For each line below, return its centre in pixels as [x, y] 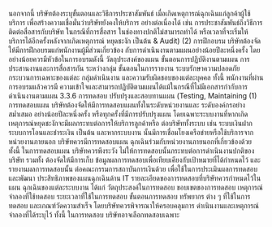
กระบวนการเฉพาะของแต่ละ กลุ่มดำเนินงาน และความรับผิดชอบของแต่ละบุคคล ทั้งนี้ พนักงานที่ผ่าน [136, 77]
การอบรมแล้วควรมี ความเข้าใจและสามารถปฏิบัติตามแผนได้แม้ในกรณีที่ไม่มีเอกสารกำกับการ [128, 87]
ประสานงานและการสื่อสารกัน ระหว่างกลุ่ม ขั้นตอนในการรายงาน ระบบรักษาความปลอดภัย [124, 68]
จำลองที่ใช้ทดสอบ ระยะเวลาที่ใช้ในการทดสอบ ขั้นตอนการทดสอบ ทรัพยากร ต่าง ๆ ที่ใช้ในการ [130, 196]
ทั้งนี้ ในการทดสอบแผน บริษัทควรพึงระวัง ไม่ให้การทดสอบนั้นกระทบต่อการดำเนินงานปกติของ [132, 151]
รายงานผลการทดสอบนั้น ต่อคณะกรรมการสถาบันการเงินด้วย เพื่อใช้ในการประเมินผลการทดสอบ [133, 169]
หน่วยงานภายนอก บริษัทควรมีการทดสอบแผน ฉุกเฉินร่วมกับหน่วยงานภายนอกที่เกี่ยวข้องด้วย [130, 142]
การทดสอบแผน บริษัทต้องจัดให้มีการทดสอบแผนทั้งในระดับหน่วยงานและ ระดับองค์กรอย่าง [127, 105]
